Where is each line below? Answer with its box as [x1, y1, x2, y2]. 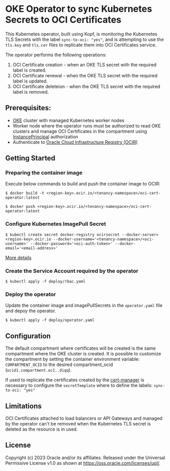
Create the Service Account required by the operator [5, 267, 139, 274]
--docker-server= [122, 232, 159, 237]
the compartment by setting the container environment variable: [5, 356, 140, 362]
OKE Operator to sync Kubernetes [5, 3, 152, 15]
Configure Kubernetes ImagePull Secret [5, 221, 106, 228]
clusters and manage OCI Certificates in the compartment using [12, 128, 147, 134]
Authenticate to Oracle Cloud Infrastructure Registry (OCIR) [12, 139, 138, 145]
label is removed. [12, 89, 49, 95]
